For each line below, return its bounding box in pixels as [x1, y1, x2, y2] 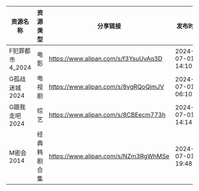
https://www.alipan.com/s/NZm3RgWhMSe [49, 152, 170, 160]
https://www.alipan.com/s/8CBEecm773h [49, 111, 166, 119]
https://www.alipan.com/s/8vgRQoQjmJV [49, 83, 165, 90]
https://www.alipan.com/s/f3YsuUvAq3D [49, 54, 163, 63]
